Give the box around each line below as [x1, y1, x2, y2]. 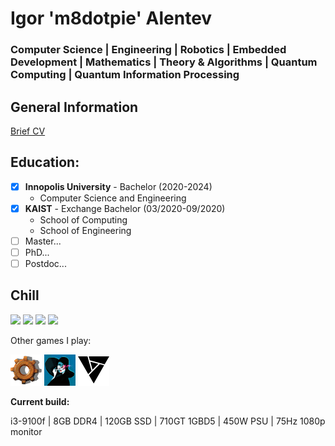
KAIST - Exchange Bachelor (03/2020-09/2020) [24, 202, 226, 214]
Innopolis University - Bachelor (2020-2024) [24, 180, 213, 192]
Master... [24, 235, 62, 247]
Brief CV [10, 125, 46, 137]
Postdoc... [24, 257, 67, 269]
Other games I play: [10, 334, 92, 346]
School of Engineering [39, 224, 132, 236]
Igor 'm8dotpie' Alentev [10, 7, 213, 30]
